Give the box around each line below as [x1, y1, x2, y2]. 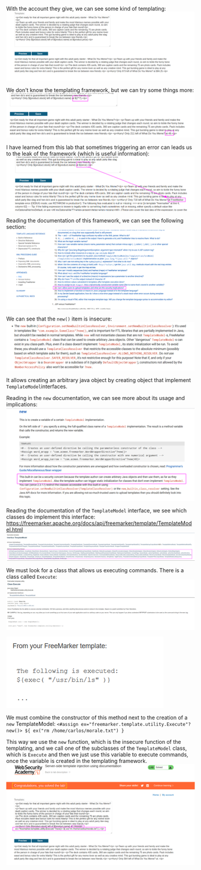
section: [6, 224, 26, 231]
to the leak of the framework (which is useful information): [6, 150, 150, 157]
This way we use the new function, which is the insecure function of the [6, 738, 181, 746]
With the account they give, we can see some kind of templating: [6, 5, 166, 12]
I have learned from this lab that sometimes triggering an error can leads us [6, 144, 193, 151]
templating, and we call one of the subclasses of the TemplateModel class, [6, 744, 187, 752]
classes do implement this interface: [6, 514, 96, 521]
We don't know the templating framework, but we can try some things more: [6, 87, 194, 94]
